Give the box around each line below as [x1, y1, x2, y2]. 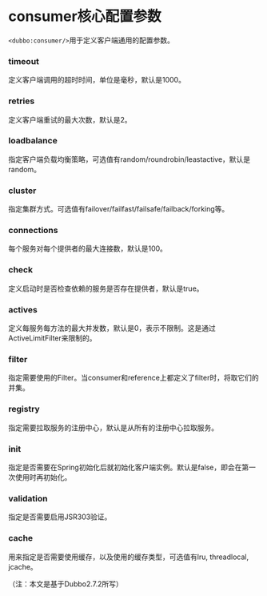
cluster [8, 185, 37, 196]
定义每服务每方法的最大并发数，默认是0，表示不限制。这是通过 [8, 324, 216, 333]
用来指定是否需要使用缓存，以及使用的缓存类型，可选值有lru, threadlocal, [8, 552, 249, 562]
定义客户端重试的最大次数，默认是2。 [8, 115, 132, 124]
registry [8, 404, 40, 415]
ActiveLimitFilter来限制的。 [8, 333, 98, 343]
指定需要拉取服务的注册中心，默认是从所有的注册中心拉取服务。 [8, 422, 218, 433]
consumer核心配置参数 [8, 7, 161, 26]
